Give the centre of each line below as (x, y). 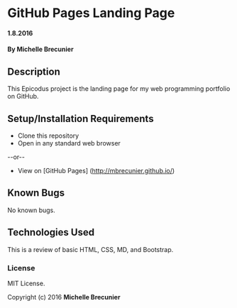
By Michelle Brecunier (40, 49)
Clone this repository (48, 136)
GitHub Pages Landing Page (91, 13)
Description (34, 71)
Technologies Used (51, 232)
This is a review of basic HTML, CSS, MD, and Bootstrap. (90, 249)
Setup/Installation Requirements (81, 119)
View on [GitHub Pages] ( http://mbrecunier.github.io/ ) (96, 171)
